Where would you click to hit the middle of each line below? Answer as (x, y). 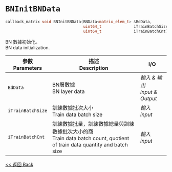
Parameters (28, 68)
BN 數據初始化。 (23, 42)
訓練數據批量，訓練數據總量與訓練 (93, 124)
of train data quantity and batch (90, 144)
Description (94, 68)
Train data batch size (77, 114)
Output (148, 98)
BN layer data (68, 91)
